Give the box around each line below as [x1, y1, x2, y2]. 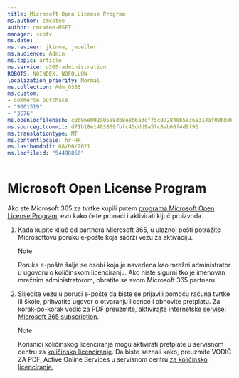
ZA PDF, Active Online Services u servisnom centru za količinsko [17, 354, 208, 364]
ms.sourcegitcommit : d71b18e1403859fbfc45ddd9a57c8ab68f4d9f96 [7, 123, 199, 131]
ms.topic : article [7, 57, 62, 64]
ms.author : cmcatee [7, 17, 65, 24]
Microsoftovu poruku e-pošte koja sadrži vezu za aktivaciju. [17, 233, 193, 241]
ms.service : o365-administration [7, 63, 107, 71]
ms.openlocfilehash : [7, 116, 69, 123]
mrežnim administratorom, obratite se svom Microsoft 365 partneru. [17, 275, 217, 284]
